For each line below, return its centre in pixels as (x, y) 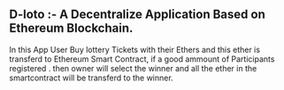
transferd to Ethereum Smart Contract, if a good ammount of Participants (142, 59)
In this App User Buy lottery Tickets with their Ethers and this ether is (135, 49)
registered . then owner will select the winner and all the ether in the (133, 68)
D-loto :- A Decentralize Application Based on (137, 15)
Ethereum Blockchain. (71, 29)
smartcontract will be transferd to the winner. (92, 78)
